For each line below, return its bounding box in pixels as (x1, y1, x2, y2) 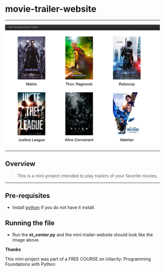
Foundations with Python (5, 261, 55, 267)
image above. (12, 237, 40, 243)
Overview (5, 160, 36, 168)
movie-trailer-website (5, 3, 97, 15)
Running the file (5, 218, 55, 227)
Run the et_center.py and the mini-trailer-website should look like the (12, 232, 153, 238)
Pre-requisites (5, 191, 50, 200)
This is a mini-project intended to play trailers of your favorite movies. (17, 173, 158, 179)
